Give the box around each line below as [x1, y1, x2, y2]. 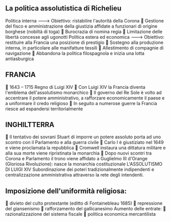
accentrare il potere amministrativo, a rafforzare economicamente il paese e [5, 94, 165, 101]
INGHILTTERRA [5, 120, 55, 129]
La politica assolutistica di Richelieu [5, 4, 121, 13]
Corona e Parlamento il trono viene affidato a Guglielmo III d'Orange [5, 156, 148, 162]
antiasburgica [5, 56, 34, 62]
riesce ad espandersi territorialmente [5, 106, 83, 112]
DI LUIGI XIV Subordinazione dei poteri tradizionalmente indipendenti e [5, 166, 155, 172]
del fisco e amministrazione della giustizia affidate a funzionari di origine [5, 23, 158, 29]
